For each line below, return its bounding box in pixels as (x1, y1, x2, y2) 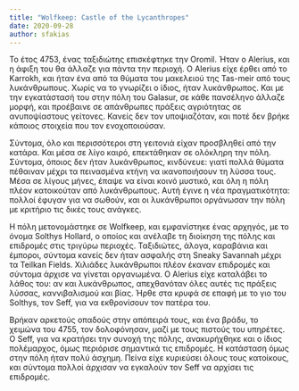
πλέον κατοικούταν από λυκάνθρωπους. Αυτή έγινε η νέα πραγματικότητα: (9, 185, 290, 196)
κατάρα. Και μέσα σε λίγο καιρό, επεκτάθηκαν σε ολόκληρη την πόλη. (9, 147, 271, 158)
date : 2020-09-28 (9, 21, 74, 30)
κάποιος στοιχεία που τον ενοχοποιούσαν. (9, 121, 166, 131)
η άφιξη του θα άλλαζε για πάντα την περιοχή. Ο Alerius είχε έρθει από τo (9, 63, 287, 74)
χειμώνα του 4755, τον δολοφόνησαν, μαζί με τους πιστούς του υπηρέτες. (9, 324, 286, 335)
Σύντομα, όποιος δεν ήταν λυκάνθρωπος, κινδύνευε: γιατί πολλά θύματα (9, 157, 284, 168)
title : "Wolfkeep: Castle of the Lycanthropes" (9, 12, 190, 22)
